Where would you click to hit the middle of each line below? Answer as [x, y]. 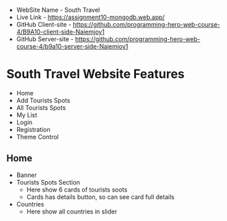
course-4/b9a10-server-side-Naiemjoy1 [72, 46]
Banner [26, 175]
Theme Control [37, 137]
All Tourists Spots [41, 107]
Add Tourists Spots [43, 100]
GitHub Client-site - [44, 24]
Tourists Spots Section [48, 182]
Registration [33, 129]
